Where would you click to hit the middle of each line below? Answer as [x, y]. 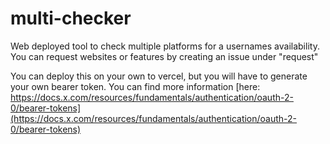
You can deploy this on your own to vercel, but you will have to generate [159, 76]
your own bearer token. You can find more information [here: [135, 86]
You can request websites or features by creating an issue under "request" [164, 56]
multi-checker [71, 18]
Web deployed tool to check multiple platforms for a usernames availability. [165, 46]
